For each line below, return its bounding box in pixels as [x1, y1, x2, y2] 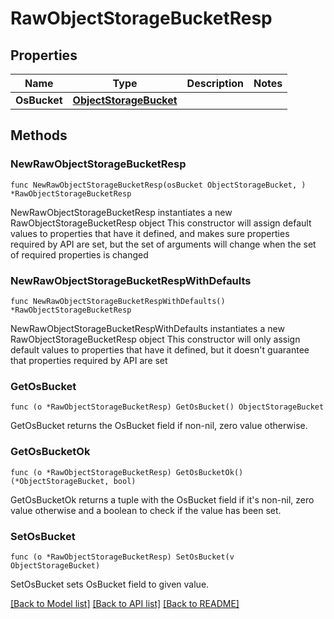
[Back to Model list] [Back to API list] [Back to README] [10, 597, 240, 609]
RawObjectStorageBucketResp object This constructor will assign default [10, 217, 312, 229]
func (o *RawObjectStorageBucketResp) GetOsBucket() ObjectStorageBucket [10, 402, 325, 412]
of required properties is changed [10, 248, 149, 261]
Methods [10, 127, 68, 144]
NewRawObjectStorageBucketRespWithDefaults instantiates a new [10, 322, 285, 334]
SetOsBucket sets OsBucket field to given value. [10, 578, 210, 590]
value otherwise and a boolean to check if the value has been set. [10, 504, 282, 516]
